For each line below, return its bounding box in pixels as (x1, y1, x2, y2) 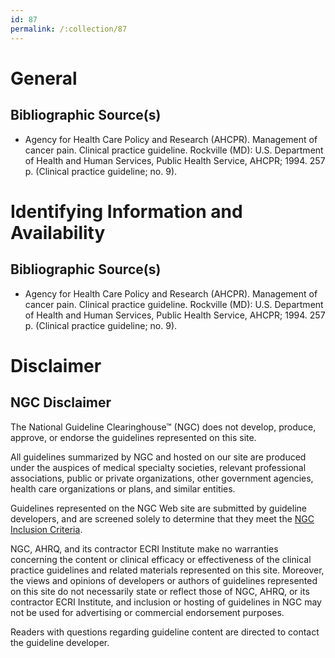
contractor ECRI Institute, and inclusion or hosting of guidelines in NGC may (10, 596, 322, 608)
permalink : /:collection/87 (10, 24, 128, 34)
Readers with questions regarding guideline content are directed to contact (10, 626, 320, 638)
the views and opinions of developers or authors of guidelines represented (10, 574, 318, 586)
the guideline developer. (10, 636, 110, 648)
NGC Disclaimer (10, 394, 112, 411)
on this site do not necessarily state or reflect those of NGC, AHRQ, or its (10, 585, 310, 597)
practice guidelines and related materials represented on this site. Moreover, (10, 564, 325, 576)
